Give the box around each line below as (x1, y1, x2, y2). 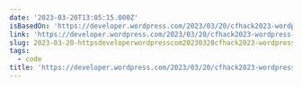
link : (9, 30, 30, 39)
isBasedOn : (9, 21, 50, 30)
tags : (9, 47, 30, 56)
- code (17, 55, 42, 64)
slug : (9, 38, 30, 47)
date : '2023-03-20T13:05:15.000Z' (9, 13, 139, 22)
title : (9, 64, 34, 73)
